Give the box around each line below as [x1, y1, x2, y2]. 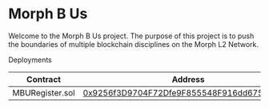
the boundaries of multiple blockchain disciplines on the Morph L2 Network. [8, 39, 259, 49]
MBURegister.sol [12, 87, 75, 98]
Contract [26, 73, 62, 84]
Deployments [8, 55, 52, 64]
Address [171, 73, 205, 84]
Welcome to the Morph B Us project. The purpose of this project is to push [8, 31, 255, 41]
